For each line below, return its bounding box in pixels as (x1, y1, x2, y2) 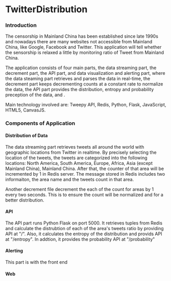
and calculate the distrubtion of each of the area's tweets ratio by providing (5, 225, 164, 231)
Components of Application (5, 120, 76, 127)
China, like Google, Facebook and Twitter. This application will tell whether (5, 44, 162, 50)
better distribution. (5, 197, 44, 203)
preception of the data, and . (5, 92, 65, 98)
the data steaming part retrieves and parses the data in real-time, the (5, 75, 151, 82)
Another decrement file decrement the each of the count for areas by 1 (5, 186, 154, 192)
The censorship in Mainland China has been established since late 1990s (5, 33, 158, 39)
